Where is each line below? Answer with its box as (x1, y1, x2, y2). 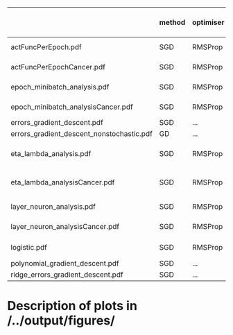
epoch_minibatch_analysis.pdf (10, 83, 110, 92)
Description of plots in (7, 298, 137, 313)
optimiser (191, 17, 225, 27)
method (159, 17, 186, 27)
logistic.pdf (10, 242, 47, 252)
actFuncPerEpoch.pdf (10, 42, 82, 51)
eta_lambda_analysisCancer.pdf (10, 178, 115, 187)
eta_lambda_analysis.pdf (10, 149, 92, 158)
